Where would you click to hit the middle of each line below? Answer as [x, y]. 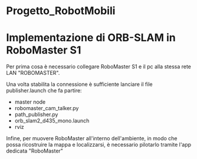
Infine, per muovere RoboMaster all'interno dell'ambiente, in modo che [92, 138]
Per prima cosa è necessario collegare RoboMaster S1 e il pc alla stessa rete [99, 67]
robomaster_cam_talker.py [47, 108]
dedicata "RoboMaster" [35, 151]
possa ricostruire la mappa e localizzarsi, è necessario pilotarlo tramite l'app [99, 145]
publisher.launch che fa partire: [44, 91]
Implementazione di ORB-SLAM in [91, 38]
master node [30, 102]
